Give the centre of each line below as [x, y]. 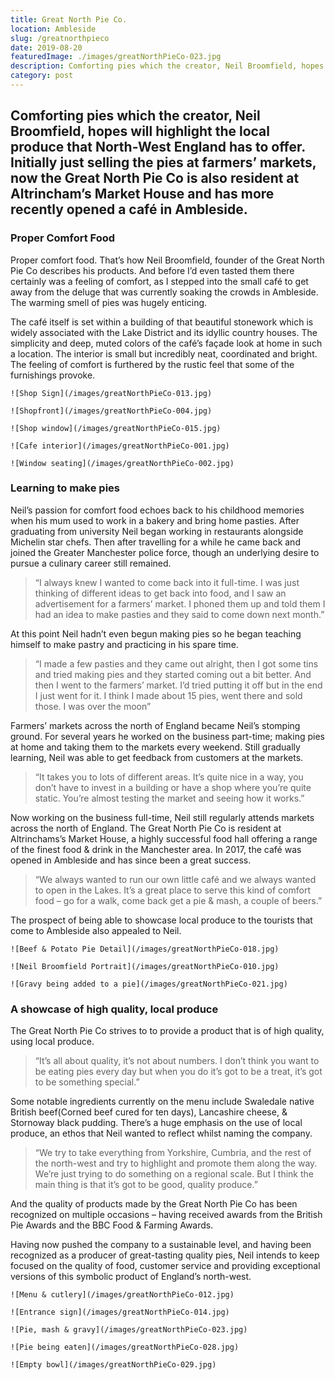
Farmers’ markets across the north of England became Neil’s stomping [155, 725]
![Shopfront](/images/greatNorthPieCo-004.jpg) [111, 411]
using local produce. [52, 1042]
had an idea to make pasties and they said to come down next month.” [179, 614]
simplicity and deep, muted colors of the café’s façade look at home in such [166, 343]
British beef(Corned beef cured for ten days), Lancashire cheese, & [149, 1112]
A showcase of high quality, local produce [114, 1009]
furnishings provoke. [53, 375]
